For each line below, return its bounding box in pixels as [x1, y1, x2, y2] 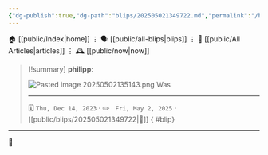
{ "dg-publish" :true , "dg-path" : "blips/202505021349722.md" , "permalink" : [8, 11, 251, 20]
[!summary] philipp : [27, 64, 94, 74]
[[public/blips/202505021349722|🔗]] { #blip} [27, 114, 175, 124]
